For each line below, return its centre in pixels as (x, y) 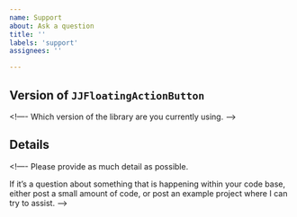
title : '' (28, 34)
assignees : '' (36, 51)
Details (29, 145)
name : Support (36, 17)
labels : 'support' (44, 43)
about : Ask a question (52, 26)
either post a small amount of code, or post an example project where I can (148, 193)
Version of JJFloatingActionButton (107, 95)
